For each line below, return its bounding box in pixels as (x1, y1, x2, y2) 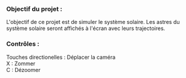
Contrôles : (6, 40, 40, 48)
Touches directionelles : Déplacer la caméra (6, 53, 116, 61)
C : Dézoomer (6, 66, 41, 73)
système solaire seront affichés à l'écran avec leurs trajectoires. (6, 25, 165, 32)
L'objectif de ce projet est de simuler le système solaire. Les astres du (6, 19, 180, 26)
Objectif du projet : (6, 5, 63, 13)
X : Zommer (6, 59, 36, 67)
